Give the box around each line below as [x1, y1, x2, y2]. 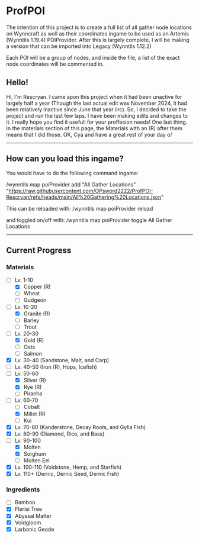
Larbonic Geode [14, 526, 54, 533]
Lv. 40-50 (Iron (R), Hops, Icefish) [14, 363, 98, 371]
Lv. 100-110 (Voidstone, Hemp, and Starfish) [14, 463, 122, 471]
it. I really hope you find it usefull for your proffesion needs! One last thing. [6, 118, 188, 125]
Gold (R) [23, 336, 44, 344]
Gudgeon [23, 297, 47, 304]
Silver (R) [23, 377, 46, 384]
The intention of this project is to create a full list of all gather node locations [6, 24, 192, 31]
